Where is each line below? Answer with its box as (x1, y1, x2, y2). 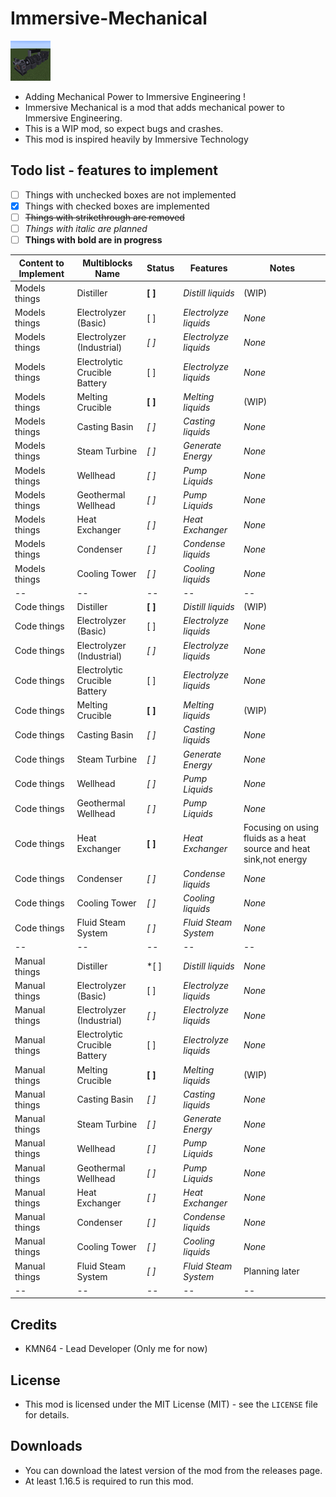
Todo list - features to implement (10, 162, 218, 179)
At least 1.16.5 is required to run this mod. (24, 1475, 194, 1487)
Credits (10, 1316, 58, 1333)
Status (146, 262, 175, 274)
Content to (18, 257, 65, 269)
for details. (24, 1408, 70, 1421)
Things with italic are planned (24, 222, 148, 234)
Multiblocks (82, 257, 133, 269)
